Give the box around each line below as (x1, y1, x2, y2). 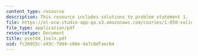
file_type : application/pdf (6, 24, 75, 31)
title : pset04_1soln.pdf (6, 36, 67, 41)
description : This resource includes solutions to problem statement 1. (6, 14, 189, 20)
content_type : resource (6, 8, 65, 15)
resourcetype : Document (6, 30, 65, 36)
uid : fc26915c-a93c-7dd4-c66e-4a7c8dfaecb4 (6, 41, 115, 47)
